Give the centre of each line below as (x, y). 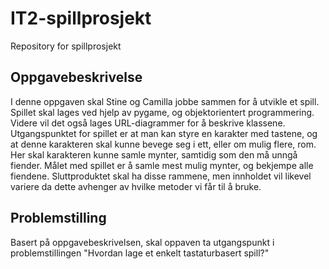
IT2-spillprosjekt (81, 18)
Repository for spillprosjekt (66, 46)
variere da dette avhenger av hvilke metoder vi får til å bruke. (136, 186)
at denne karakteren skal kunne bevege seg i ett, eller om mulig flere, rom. (163, 144)
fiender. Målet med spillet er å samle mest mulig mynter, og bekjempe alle (162, 165)
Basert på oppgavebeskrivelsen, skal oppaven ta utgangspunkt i (142, 242)
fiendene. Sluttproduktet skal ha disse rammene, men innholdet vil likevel (161, 176)
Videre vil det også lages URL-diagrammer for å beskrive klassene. (148, 123)
